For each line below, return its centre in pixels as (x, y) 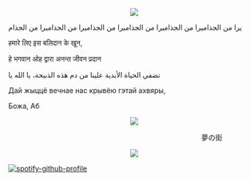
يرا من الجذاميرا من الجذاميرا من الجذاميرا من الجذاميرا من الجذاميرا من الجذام (125, 27)
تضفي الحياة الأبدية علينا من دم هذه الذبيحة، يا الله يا (84, 75)
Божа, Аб (24, 106)
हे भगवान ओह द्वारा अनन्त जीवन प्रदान (55, 59)
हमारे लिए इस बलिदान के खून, (45, 43)
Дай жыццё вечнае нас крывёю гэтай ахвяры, (87, 90)
